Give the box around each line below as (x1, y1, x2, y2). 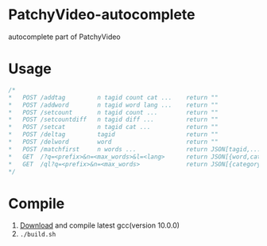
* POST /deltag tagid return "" (8, 131, 219, 139)
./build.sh (19, 231, 56, 239)
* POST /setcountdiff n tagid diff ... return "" (8, 115, 219, 124)
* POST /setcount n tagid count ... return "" (8, 108, 219, 116)
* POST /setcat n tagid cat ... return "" (8, 123, 219, 131)
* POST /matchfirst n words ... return (8, 145, 208, 153)
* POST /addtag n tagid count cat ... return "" (8, 93, 219, 101)
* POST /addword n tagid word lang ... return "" (8, 101, 219, 109)
